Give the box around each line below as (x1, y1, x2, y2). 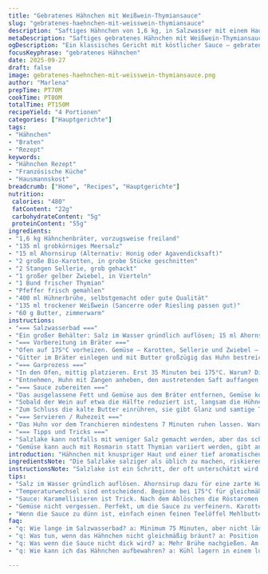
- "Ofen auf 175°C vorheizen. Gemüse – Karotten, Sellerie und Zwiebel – (8, 346, 259, 354)
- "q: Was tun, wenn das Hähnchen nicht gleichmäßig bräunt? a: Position (8, 532, 259, 540)
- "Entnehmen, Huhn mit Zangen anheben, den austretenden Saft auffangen (8, 376, 259, 384)
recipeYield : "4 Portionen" (8, 109, 102, 117)
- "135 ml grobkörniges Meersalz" (8, 242, 124, 250)
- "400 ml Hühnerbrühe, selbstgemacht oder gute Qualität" (8, 294, 209, 302)
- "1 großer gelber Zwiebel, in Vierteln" (8, 272, 152, 280)
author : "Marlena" (8, 78, 69, 86)
